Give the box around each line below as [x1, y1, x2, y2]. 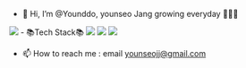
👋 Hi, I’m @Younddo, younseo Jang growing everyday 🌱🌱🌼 [21, 9, 239, 19]
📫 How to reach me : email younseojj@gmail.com [21, 48, 207, 58]
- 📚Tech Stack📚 [20, 27, 85, 38]
